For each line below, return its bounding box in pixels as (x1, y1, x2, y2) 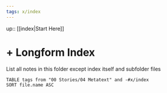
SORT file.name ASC (6, 82, 54, 88)
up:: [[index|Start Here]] (6, 25, 64, 32)
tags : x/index (6, 8, 41, 15)
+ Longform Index (6, 46, 96, 59)
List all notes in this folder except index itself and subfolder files (6, 65, 161, 72)
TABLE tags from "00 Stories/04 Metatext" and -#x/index (6, 76, 149, 83)
